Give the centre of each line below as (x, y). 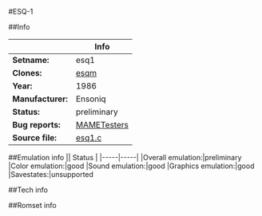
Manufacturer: (40, 99)
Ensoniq (91, 99)
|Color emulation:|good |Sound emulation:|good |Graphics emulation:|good (131, 166)
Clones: (27, 73)
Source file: (35, 137)
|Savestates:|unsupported (51, 174)
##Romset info (33, 205)
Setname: (31, 60)
